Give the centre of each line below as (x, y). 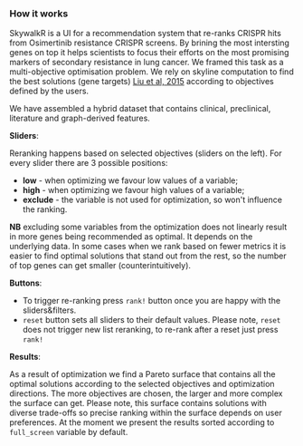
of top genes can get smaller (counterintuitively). (100, 266)
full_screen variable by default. (69, 432)
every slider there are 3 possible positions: (89, 163)
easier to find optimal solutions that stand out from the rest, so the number (148, 256)
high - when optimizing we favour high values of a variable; (133, 190)
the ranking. (45, 209)
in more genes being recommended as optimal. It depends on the (131, 237)
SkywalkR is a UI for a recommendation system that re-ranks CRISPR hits (146, 34)
